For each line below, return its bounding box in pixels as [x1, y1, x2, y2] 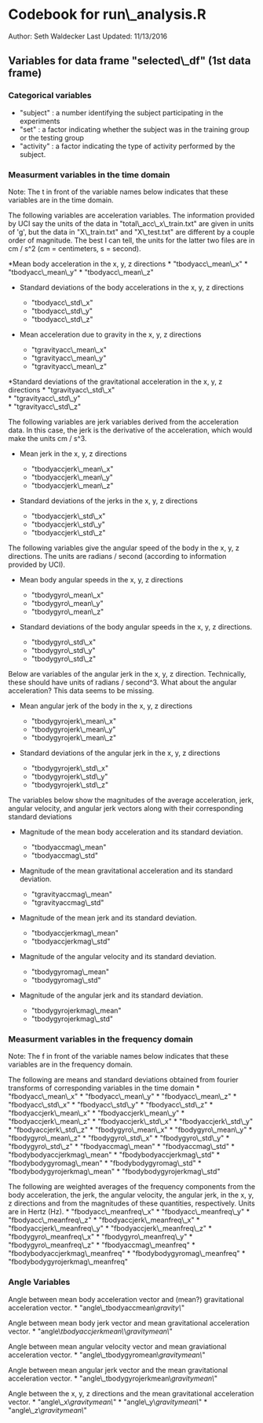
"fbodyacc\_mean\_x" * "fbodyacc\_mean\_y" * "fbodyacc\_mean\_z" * [8, 1092, 237, 1101]
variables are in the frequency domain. [8, 1060, 133, 1069]
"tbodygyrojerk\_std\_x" [31, 763, 108, 772]
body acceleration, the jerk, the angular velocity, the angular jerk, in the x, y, [8, 1191, 254, 1200]
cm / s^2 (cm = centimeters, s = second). [8, 243, 141, 253]
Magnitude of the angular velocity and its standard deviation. [19, 951, 217, 961]
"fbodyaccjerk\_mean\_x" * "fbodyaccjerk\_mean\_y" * [8, 1108, 185, 1118]
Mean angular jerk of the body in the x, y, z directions [19, 701, 193, 710]
